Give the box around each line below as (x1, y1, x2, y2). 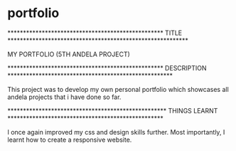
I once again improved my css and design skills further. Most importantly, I (7, 127, 225, 136)
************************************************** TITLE (7, 28, 183, 37)
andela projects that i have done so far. (7, 93, 122, 101)
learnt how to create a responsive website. (7, 135, 132, 144)
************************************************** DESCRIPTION (7, 63, 208, 72)
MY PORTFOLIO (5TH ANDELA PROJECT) (7, 50, 130, 58)
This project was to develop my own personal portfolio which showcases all (7, 85, 229, 93)
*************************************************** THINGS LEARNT (7, 106, 218, 115)
